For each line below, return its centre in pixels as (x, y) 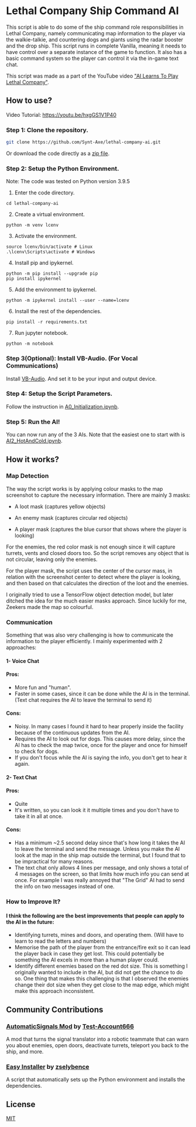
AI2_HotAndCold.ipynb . (34, 441)
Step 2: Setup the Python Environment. (63, 169)
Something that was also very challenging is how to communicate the (90, 635)
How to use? (29, 101)
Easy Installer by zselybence (48, 1067)
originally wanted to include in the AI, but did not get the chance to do (99, 973)
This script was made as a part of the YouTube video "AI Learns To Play (92, 76)
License (21, 1104)
